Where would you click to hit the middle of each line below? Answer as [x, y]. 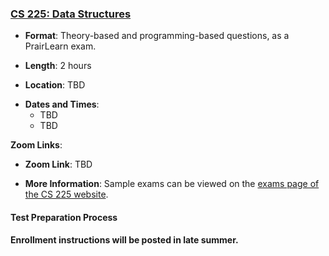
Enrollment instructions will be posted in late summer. [124, 239]
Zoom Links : [36, 145]
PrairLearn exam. [60, 46]
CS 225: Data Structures [71, 14]
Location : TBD [55, 85]
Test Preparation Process [64, 217]
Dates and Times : [62, 104]
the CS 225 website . [66, 194]
